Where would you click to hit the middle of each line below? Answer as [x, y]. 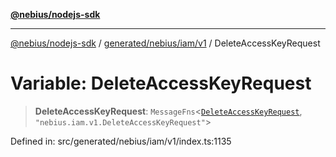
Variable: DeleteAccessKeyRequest [161, 83]
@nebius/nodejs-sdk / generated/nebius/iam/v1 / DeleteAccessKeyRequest [165, 43]
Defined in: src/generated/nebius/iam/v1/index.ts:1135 [121, 141]
